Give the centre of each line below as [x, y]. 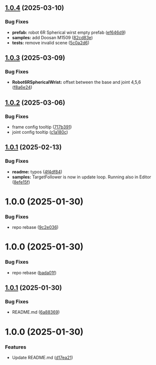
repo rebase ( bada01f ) [34, 272]
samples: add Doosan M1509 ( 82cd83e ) [52, 37]
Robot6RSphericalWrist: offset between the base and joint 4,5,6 [76, 82]
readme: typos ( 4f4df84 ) [37, 172]
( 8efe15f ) [21, 182]
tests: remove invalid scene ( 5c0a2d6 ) [51, 43]
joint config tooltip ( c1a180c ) [40, 132]
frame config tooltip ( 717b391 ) [42, 127]
